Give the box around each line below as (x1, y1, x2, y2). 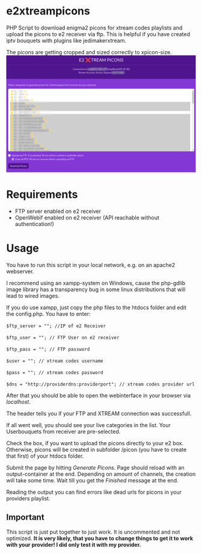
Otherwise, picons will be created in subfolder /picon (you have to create (6, 446, 187, 453)
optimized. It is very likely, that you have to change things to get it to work (6, 534, 194, 542)
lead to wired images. (6, 292, 60, 299)
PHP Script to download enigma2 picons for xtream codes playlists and (6, 24, 183, 31)
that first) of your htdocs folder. (6, 452, 84, 460)
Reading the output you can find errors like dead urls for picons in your (6, 488, 182, 496)
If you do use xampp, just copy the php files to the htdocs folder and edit (6, 304, 187, 311)
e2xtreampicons (6, 4, 90, 18)
